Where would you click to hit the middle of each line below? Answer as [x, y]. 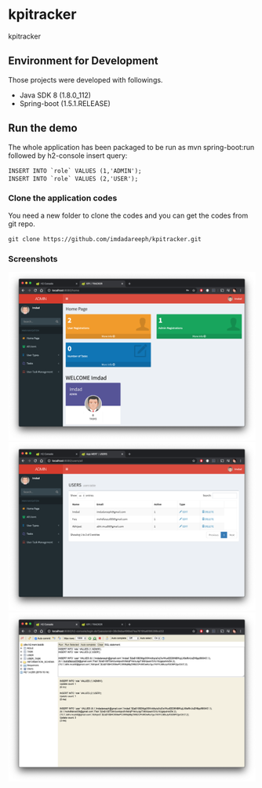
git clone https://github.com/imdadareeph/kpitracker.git [105, 239]
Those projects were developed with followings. [86, 79]
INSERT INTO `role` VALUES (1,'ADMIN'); [75, 170]
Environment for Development [83, 61]
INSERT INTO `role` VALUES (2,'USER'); [73, 178]
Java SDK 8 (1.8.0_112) [55, 95]
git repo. [22, 224]
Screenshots [33, 258]
